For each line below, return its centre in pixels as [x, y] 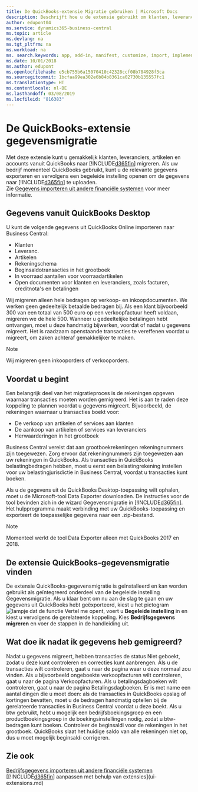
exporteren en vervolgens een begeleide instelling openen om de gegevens [98, 176]
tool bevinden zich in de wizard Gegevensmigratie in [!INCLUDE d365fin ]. [95, 503]
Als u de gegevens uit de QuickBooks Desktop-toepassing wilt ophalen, [93, 490]
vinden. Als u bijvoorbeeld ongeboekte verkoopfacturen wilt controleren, [94, 675]
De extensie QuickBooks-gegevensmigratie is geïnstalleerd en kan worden [97, 586]
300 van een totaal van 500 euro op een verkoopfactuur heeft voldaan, [92, 313]
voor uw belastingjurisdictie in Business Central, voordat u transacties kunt [97, 472]
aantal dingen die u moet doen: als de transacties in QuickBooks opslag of [96, 694]
